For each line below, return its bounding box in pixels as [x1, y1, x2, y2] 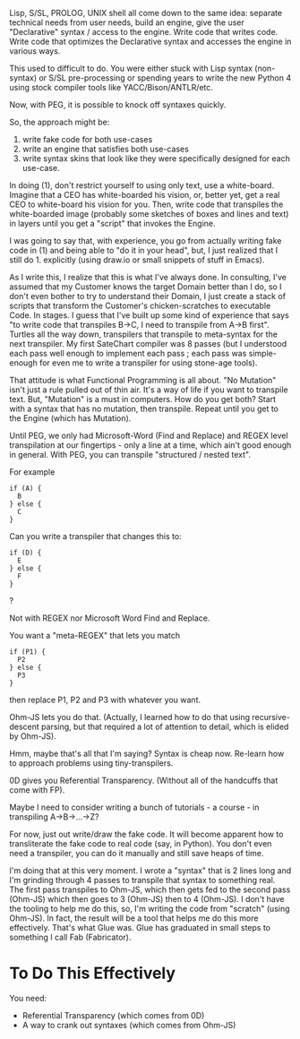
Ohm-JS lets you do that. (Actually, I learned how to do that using [9, 712, 251, 722]
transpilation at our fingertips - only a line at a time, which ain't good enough [9, 440, 292, 451]
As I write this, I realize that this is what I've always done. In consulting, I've [9, 272, 287, 282]
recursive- [252, 712, 291, 722]
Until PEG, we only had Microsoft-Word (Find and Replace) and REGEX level [9, 430, 288, 441]
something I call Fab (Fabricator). [9, 932, 132, 942]
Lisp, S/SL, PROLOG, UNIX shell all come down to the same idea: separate [9, 8, 283, 18]
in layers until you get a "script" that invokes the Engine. [9, 219, 217, 228]
